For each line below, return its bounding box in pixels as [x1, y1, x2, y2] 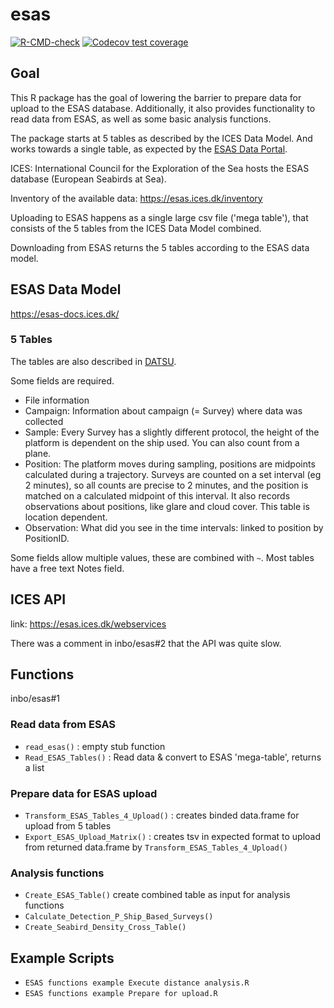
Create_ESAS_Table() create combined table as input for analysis [24, 889, 291, 901]
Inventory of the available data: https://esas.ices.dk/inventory [10, 192, 263, 204]
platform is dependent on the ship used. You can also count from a [24, 436, 300, 448]
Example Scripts [10, 949, 115, 967]
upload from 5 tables [24, 820, 112, 832]
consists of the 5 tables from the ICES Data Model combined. [10, 222, 262, 234]
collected [24, 415, 64, 427]
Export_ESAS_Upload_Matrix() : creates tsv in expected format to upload [24, 831, 321, 843]
